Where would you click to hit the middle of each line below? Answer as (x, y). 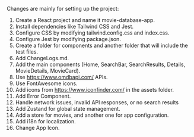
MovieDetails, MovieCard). (48, 71)
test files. (26, 52)
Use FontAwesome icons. (46, 83)
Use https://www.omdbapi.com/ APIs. (61, 77)
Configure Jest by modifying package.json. (68, 39)
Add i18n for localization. (45, 121)
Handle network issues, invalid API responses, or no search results (97, 102)
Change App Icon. (37, 128)
